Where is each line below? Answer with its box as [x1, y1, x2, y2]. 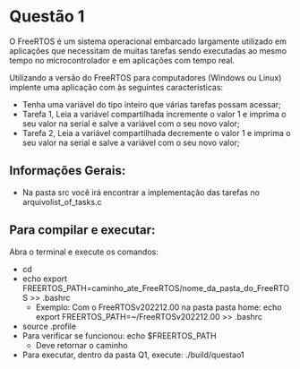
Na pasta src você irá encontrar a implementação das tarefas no [21, 186, 260, 198]
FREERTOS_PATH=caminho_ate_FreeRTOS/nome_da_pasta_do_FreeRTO [21, 282, 290, 293]
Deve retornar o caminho [35, 339, 128, 350]
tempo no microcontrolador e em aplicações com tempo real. [9, 55, 236, 65]
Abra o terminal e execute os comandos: [9, 246, 159, 257]
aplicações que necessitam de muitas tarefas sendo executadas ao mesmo [9, 45, 287, 56]
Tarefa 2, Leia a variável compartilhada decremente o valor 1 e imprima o [21, 127, 291, 138]
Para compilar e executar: [9, 222, 156, 238]
